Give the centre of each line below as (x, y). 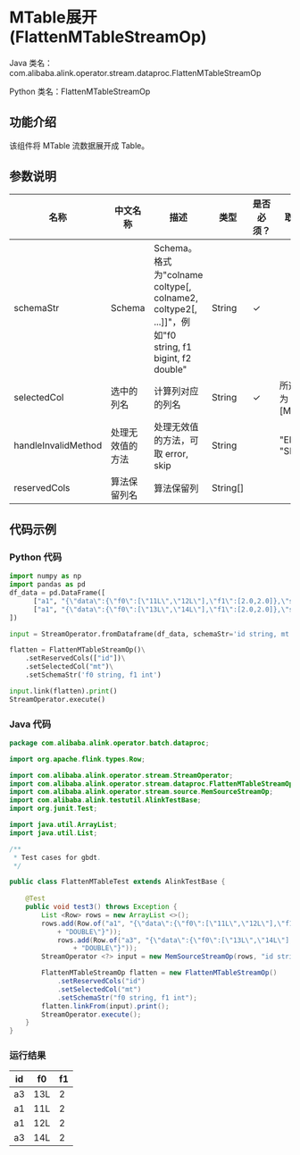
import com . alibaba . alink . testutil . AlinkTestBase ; (105, 800)
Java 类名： (31, 63)
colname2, (175, 298)
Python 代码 (36, 557)
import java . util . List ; (54, 833)
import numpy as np (46, 577)
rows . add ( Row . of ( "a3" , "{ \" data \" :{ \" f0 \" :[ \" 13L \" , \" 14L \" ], (175, 940)
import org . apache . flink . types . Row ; (77, 759)
